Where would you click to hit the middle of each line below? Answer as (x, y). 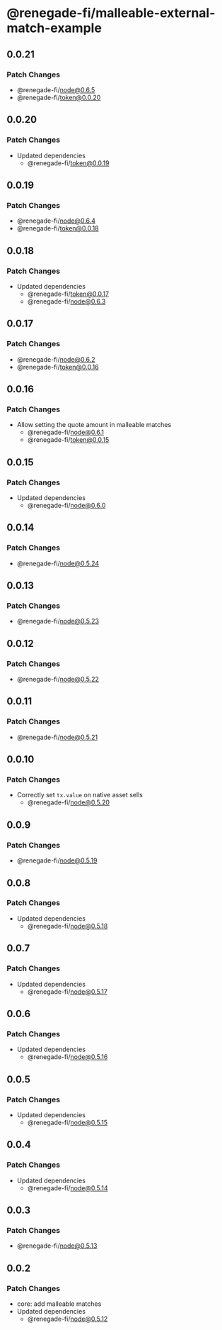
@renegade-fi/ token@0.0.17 (68, 294)
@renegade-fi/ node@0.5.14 (68, 1188)
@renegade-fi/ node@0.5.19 (57, 860)
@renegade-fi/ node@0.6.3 (66, 301)
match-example (54, 28)
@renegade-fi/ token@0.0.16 (58, 367)
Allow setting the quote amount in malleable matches (94, 425)
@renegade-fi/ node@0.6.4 (56, 221)
